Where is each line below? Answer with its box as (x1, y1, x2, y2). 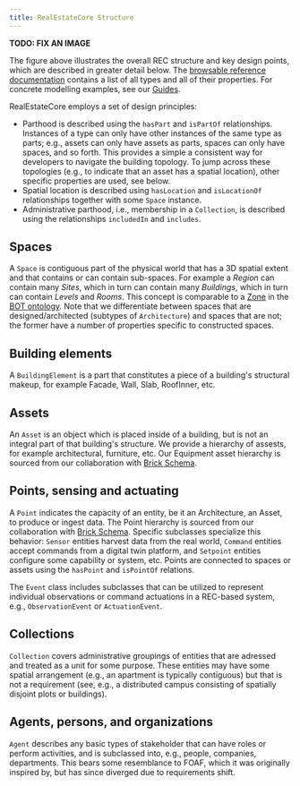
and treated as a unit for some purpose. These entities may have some (9, 660, 270, 671)
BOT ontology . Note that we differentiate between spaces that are (9, 301, 252, 312)
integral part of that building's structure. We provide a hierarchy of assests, (9, 439, 287, 449)
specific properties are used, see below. (21, 175, 171, 186)
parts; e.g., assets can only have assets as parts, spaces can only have (21, 137, 285, 148)
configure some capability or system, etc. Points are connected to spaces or (9, 554, 291, 565)
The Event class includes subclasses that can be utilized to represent (9, 581, 264, 592)
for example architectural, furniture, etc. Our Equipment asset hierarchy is (9, 449, 281, 459)
